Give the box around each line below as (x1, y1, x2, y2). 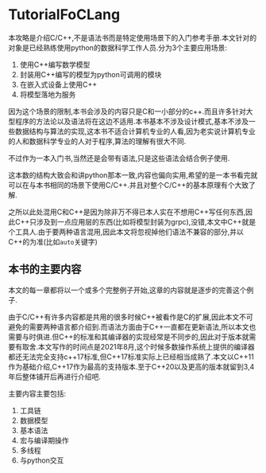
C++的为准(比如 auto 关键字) (8, 236, 98, 246)
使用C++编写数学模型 (19, 60, 91, 69)
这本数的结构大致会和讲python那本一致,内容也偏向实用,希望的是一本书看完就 (8, 170, 258, 180)
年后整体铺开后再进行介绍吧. (8, 372, 102, 381)
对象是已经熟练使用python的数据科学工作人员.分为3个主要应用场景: (8, 42, 228, 53)
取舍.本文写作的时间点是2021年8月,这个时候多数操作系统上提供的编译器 (21, 342, 256, 351)
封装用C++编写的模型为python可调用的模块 (19, 69, 162, 79)
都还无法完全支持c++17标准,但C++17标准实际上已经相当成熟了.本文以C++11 (8, 352, 254, 362)
